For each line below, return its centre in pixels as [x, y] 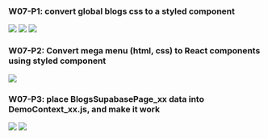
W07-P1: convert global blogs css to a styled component [122, 11]
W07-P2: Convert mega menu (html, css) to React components [134, 51]
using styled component [57, 61]
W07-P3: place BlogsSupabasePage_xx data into [106, 99]
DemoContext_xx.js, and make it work [84, 109]
